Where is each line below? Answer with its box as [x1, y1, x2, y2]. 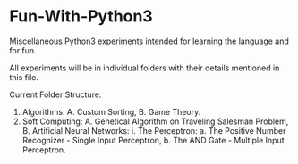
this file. [9, 71, 38, 82]
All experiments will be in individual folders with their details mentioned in [9, 62, 280, 73]
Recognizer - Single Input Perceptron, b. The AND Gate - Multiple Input [21, 135, 285, 145]
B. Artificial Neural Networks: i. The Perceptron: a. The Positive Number [21, 125, 286, 135]
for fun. [9, 45, 38, 55]
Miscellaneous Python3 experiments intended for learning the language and [9, 36, 289, 46]
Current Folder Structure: [9, 89, 102, 100]
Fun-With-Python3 [9, 6, 154, 27]
